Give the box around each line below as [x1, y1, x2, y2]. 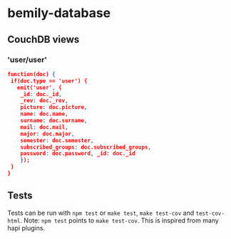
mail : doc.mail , [20, 123, 69, 131]
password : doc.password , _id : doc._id [20, 150, 135, 157]
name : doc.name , [20, 110, 69, 118]
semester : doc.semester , [20, 137, 94, 144]
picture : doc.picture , [20, 104, 88, 111]
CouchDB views [7, 33, 80, 46]
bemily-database [7, 5, 111, 21]
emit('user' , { [16, 84, 62, 91]
